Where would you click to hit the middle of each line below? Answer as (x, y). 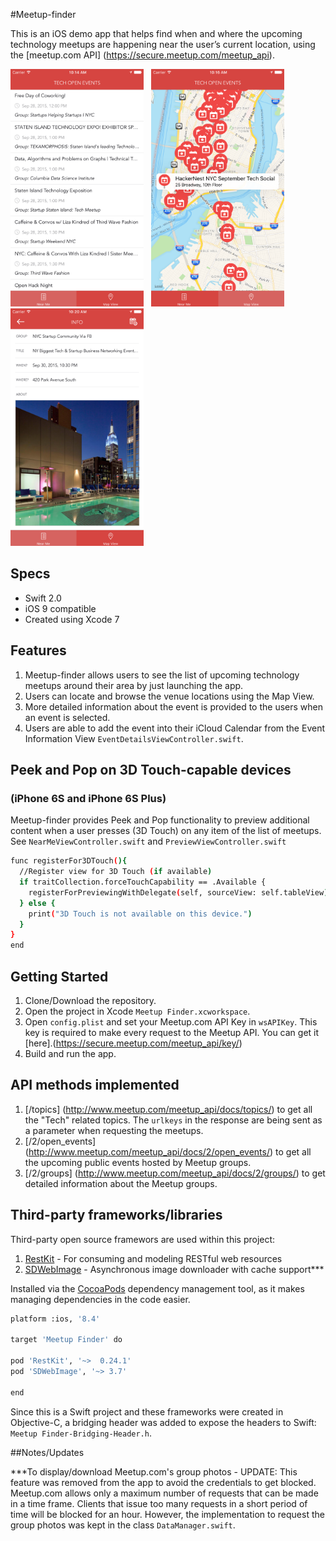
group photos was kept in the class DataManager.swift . (123, 1525)
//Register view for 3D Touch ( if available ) (116, 872)
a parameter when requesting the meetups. (114, 1130)
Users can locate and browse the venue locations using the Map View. (169, 696)
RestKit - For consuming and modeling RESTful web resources (153, 1258)
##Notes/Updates (47, 1452)
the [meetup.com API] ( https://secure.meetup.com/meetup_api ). (142, 55)
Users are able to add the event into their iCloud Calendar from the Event (174, 728)
